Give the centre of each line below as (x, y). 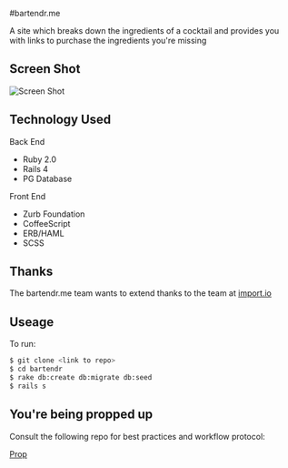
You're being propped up (81, 415)
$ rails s (28, 386)
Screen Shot (45, 69)
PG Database (47, 178)
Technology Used (60, 120)
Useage (32, 322)
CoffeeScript (46, 223)
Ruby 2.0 (40, 159)
